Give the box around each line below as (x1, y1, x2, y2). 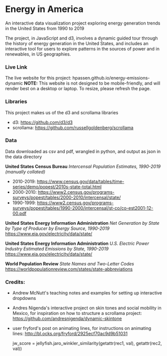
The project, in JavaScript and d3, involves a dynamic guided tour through (5, 35, 158, 41)
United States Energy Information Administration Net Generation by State (5, 220, 160, 226)
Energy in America (5, 4, 83, 15)
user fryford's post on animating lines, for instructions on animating (12, 325, 151, 331)
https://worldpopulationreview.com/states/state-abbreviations (5, 266, 133, 272)
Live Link (5, 64, 27, 71)
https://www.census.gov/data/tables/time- (36, 178, 124, 184)
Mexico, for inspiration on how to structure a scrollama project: (12, 310, 142, 316)
